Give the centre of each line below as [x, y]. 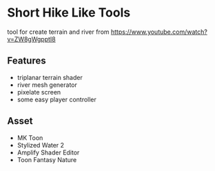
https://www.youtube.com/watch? [159, 32]
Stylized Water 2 [40, 145]
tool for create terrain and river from [58, 32]
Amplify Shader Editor [48, 152]
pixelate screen [39, 92]
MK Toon [30, 138]
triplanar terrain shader [50, 77]
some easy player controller [57, 99]
